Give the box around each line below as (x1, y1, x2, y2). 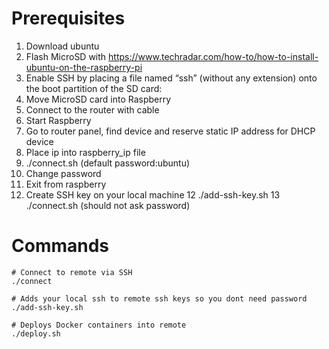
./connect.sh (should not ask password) (25, 199, 191, 211)
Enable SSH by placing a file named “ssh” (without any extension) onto (25, 72, 318, 84)
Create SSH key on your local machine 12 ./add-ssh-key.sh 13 (25, 188, 281, 201)
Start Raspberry (25, 114, 92, 126)
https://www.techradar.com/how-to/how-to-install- (108, 50, 319, 62)
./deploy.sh (11, 328, 61, 339)
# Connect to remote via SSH (11, 267, 133, 277)
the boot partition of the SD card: (25, 82, 163, 94)
